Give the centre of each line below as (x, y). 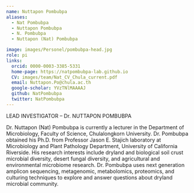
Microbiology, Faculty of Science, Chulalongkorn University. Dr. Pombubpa (97, 133)
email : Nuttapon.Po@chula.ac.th (51, 83)
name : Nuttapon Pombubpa (37, 12)
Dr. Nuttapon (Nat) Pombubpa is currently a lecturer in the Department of (95, 127)
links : (14, 60)
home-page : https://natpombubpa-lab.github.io (70, 71)
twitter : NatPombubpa (38, 99)
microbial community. (33, 184)
